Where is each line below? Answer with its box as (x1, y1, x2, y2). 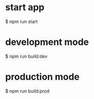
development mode (5, 36, 89, 48)
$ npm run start (5, 18, 38, 24)
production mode (5, 71, 80, 83)
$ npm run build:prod (5, 88, 50, 94)
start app (5, 2, 45, 13)
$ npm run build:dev (5, 53, 48, 59)
